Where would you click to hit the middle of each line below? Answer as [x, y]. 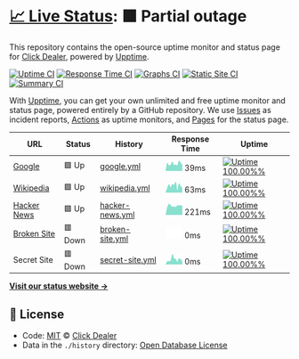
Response [190, 139]
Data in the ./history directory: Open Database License [125, 345]
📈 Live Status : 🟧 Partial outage [128, 16]
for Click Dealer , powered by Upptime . [79, 56]
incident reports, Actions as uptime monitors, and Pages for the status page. [149, 119]
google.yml [120, 167]
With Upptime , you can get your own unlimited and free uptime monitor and [148, 100]
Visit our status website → [59, 286]
